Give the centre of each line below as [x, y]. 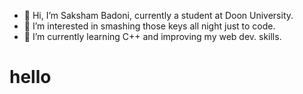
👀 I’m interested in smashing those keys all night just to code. [149, 26]
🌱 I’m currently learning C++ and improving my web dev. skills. [152, 36]
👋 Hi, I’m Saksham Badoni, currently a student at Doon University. [158, 15]
